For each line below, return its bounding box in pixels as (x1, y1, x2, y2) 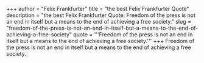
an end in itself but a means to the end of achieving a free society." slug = (6, 18, 192, 25)
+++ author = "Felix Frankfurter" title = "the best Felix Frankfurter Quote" (6, 5, 190, 12)
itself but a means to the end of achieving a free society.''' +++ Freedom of (6, 38, 195, 44)
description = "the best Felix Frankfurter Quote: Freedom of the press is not (6, 12, 196, 19)
